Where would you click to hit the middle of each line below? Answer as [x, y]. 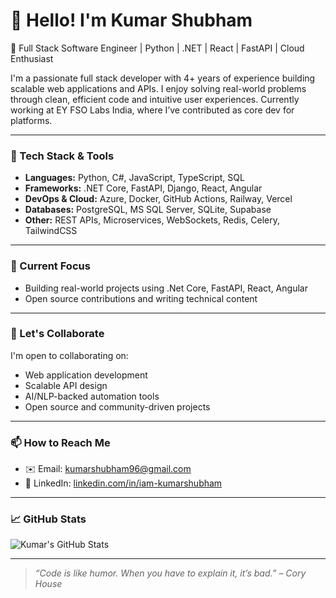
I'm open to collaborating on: [69, 355]
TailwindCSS [51, 231]
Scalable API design [66, 385]
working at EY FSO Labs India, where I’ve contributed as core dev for [152, 110]
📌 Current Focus [50, 266]
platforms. [31, 120]
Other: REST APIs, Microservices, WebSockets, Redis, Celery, [152, 220]
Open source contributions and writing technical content [141, 298]
